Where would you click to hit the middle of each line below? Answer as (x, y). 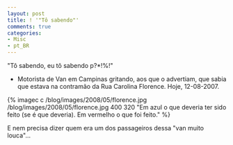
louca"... (19, 135)
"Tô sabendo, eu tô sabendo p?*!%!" (60, 66)
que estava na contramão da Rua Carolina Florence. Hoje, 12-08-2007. (118, 86)
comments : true (29, 26)
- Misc (17, 40)
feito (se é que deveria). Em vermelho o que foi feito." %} (89, 114)
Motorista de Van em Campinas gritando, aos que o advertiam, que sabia (122, 79)
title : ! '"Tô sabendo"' (43, 20)
